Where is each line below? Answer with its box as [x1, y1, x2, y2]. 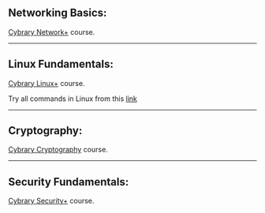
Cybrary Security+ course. [8, 196, 95, 206]
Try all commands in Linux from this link [8, 94, 138, 103]
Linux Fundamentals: [8, 58, 114, 71]
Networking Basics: [8, 6, 107, 20]
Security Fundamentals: [8, 175, 129, 189]
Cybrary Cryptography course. [8, 145, 108, 155]
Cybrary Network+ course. [8, 27, 95, 36]
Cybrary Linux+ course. [8, 78, 85, 88]
